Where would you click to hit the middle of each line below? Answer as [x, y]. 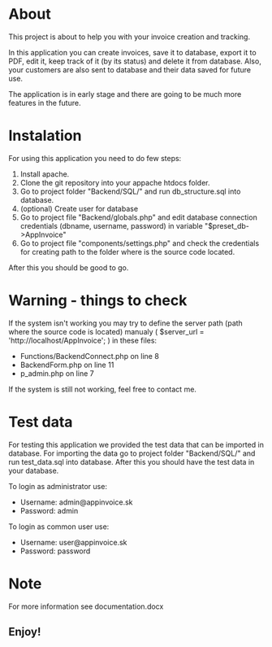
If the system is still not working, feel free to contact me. [103, 389]
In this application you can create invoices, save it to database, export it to [133, 52]
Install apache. [45, 174]
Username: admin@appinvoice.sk [76, 502]
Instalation [45, 136]
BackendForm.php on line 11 [67, 365]
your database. [34, 470]
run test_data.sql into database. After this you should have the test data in [132, 461]
